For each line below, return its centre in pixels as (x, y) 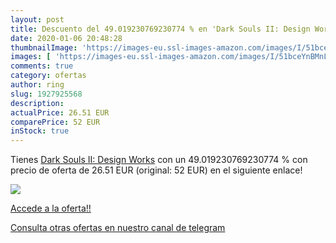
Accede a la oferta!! (51, 208)
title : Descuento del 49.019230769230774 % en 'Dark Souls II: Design (160, 29)
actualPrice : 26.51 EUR (60, 112)
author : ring (37, 85)
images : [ (31, 57)
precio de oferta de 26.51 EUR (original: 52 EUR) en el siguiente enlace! (156, 170)
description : (37, 103)
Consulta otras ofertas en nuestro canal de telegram (118, 228)
